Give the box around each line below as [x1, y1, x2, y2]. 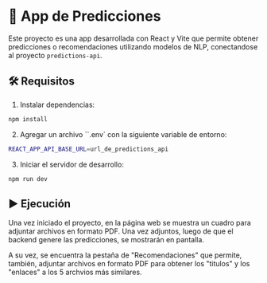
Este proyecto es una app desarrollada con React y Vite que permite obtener [8, 33, 259, 43]
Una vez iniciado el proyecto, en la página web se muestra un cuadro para [8, 218, 252, 228]
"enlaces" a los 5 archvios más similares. [8, 267, 142, 277]
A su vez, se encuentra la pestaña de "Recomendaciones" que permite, [8, 250, 242, 260]
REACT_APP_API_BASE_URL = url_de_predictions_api [8, 145, 169, 153]
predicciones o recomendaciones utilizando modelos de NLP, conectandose [8, 41, 258, 51]
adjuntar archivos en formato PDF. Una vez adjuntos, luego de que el [8, 226, 234, 236]
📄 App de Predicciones [8, 7, 161, 26]
